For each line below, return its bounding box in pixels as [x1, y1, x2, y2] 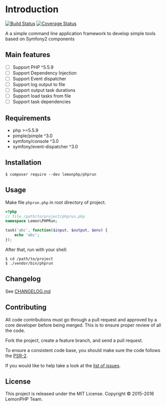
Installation [5, 158, 42, 167]
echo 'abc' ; [14, 233, 40, 238]
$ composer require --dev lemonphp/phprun [5, 172, 96, 177]
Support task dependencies [12, 98, 71, 105]
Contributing [5, 303, 47, 312]
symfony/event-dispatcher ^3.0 [12, 144, 78, 149]
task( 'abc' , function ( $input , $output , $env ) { [5, 228, 108, 233]
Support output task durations [12, 87, 76, 93]
